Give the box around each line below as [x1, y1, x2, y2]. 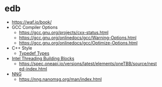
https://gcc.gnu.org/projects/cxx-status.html [19, 29, 109, 35]
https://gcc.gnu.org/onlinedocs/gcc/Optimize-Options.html [19, 40, 138, 45]
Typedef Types [19, 50, 50, 56]
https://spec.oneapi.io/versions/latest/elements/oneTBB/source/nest [19, 61, 157, 66]
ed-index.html [19, 65, 47, 71]
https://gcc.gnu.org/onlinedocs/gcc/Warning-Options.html [19, 35, 137, 41]
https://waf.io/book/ [11, 19, 52, 25]
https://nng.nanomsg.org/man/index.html [19, 76, 102, 82]
